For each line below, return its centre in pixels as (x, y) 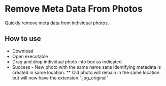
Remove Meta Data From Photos (74, 9)
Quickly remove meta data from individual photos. (57, 23)
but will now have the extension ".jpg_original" (60, 78)
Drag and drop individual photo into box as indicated (67, 62)
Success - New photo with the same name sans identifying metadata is (86, 67)
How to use (23, 39)
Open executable (30, 56)
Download (23, 51)
